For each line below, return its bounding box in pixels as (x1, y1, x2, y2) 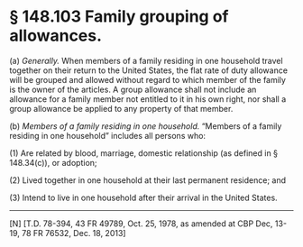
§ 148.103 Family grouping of (9, 6, 229, 27)
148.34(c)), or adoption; (9, 157, 97, 168)
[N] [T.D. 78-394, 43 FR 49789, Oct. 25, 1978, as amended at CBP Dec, (9, 218, 273, 229)
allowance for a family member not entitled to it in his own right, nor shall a (9, 93, 287, 105)
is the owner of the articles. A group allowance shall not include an (9, 84, 257, 95)
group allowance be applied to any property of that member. (9, 103, 234, 114)
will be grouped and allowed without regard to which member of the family (9, 74, 287, 85)
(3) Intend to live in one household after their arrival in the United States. (9, 192, 278, 203)
